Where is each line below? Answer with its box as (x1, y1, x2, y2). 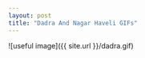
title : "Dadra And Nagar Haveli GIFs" (8, 19, 138, 27)
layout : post (8, 11, 52, 20)
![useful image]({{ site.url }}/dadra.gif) (8, 41, 134, 50)
